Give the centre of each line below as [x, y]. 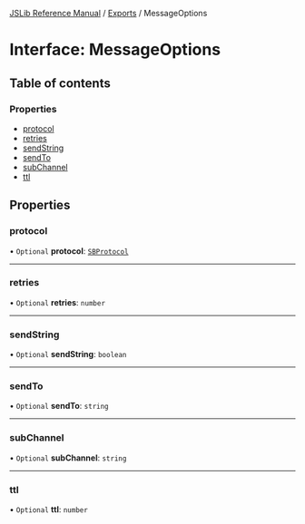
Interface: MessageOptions [115, 50]
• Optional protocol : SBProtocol [69, 251]
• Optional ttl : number [49, 509]
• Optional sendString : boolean [68, 354]
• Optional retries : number [58, 302]
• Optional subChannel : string [68, 458]
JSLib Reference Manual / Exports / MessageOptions [108, 13]
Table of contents [60, 83]
